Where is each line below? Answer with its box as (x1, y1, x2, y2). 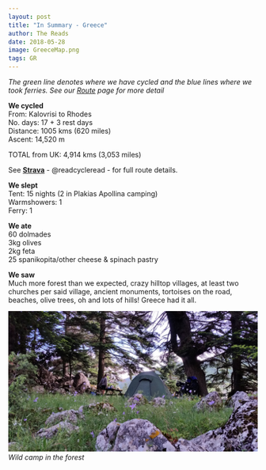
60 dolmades (8, 229, 51, 239)
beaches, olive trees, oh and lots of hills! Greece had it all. (8, 295, 196, 305)
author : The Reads (8, 29, 69, 37)
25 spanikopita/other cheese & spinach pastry (8, 255, 158, 264)
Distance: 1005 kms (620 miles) (8, 127, 112, 135)
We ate (8, 222, 32, 230)
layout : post (8, 13, 51, 21)
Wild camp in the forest (8, 452, 85, 462)
